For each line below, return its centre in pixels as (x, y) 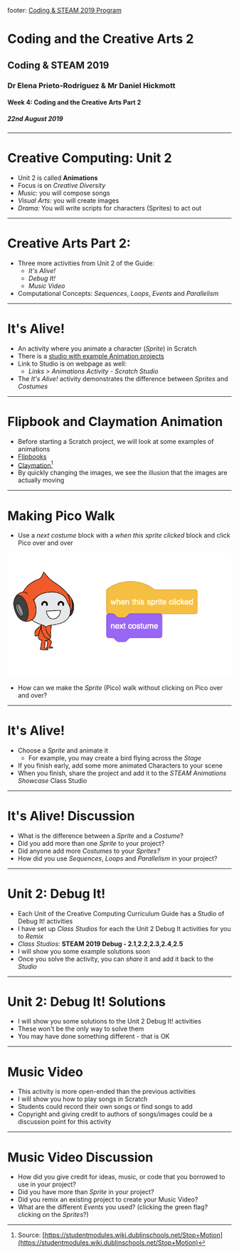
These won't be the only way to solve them (81, 1029)
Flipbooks (32, 456)
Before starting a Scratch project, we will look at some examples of (116, 441)
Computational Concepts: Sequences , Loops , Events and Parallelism (118, 293)
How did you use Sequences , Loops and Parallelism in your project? (117, 858)
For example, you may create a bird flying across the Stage (115, 758)
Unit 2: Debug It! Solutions (86, 1001)
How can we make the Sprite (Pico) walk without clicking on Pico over (120, 687)
